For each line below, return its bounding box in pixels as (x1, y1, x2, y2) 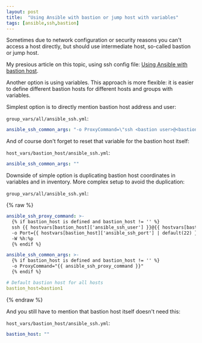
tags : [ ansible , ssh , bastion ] (6, 20, 79, 26)
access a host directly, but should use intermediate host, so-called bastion (6, 43, 191, 50)
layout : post (6, 8, 39, 15)
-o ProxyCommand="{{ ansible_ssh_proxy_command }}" (11, 263, 144, 270)
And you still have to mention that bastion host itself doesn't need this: (6, 307, 180, 315)
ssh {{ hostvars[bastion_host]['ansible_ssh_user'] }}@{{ (11, 224, 161, 230)
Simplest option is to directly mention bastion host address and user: (6, 104, 176, 111)
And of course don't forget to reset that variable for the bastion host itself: (6, 138, 189, 145)
